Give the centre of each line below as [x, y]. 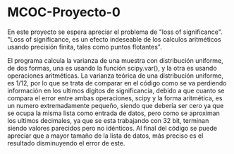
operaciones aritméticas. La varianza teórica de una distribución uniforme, [116, 76]
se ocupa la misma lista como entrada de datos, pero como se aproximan [113, 113]
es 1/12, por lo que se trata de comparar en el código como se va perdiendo [117, 83]
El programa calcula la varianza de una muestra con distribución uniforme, [115, 60]
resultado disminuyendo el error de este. [66, 143]
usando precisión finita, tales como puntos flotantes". [85, 47]
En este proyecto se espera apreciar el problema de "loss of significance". [115, 32]
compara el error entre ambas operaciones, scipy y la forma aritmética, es [115, 98]
